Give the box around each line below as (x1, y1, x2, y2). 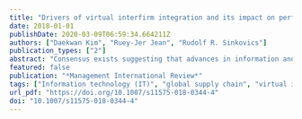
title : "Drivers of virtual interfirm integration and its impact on (9, 13, 276, 22)
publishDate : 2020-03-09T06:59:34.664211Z (9, 30, 171, 38)
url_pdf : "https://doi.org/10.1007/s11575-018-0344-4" (9, 88, 219, 97)
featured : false (9, 64, 70, 72)
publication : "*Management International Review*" (9, 72, 203, 81)
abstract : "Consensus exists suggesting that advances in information (9, 55, 280, 64)
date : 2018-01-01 (9, 21, 75, 30)
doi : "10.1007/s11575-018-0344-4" (9, 96, 139, 106)
